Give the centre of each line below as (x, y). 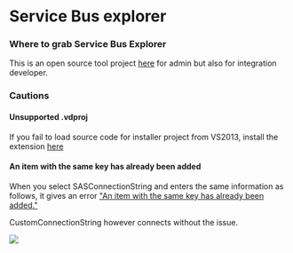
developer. (29, 73)
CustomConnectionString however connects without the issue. (123, 222)
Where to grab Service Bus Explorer (88, 44)
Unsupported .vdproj (49, 117)
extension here (36, 146)
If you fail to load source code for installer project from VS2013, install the (144, 137)
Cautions (29, 96)
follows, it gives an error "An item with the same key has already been (137, 195)
